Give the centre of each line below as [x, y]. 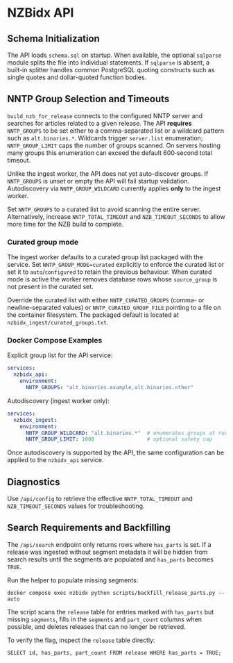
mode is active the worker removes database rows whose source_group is [112, 279]
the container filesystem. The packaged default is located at [93, 315]
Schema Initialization [54, 39]
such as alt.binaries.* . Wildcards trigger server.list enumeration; [105, 138]
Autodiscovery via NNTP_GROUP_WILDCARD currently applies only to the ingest [114, 188]
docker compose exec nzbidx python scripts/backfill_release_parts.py [111, 593]
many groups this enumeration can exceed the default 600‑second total [110, 153]
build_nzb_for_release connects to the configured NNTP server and [105, 115]
